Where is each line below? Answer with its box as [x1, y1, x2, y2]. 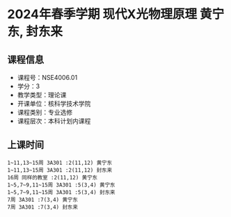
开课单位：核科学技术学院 [17, 99, 91, 108]
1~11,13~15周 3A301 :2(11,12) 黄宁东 [7, 159, 113, 166]
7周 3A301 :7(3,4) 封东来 [7, 203, 79, 211]
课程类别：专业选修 [17, 108, 73, 116]
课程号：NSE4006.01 [17, 74, 78, 81]
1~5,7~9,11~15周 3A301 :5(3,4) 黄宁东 [7, 182, 116, 188]
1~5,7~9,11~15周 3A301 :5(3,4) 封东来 [7, 188, 116, 195]
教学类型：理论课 [17, 91, 67, 99]
